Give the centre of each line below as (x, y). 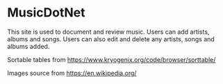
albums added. (28, 46)
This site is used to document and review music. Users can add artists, (108, 32)
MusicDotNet (46, 13)
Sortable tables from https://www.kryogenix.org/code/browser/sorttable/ (111, 59)
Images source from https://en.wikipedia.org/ (72, 73)
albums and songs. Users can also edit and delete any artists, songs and (111, 39)
